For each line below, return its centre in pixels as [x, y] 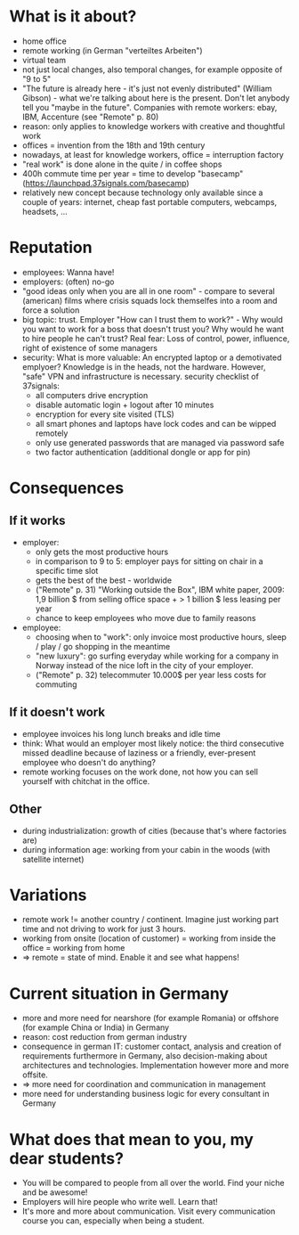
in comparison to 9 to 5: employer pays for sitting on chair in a [149, 561]
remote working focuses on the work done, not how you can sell [140, 772]
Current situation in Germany [119, 993]
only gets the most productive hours [102, 552]
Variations [48, 895]
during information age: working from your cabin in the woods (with [146, 849]
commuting [56, 684]
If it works [37, 521]
